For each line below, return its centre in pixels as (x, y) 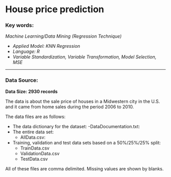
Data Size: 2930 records (32, 91)
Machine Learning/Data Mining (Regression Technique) (64, 36)
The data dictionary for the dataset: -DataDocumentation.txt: (76, 126)
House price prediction (55, 9)
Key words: (20, 25)
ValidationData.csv (40, 153)
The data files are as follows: (35, 116)
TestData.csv (34, 159)
